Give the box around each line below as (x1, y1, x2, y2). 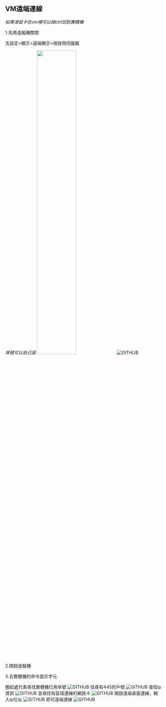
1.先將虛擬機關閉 (5, 29, 39, 35)
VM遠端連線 (5, 4, 43, 13)
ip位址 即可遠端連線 (9, 696, 73, 702)
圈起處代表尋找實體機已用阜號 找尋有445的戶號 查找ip (5, 684, 162, 690)
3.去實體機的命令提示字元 (5, 673, 57, 679)
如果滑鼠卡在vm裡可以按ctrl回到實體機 (5, 19, 84, 25)
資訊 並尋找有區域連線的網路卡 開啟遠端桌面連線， (5, 690, 154, 696)
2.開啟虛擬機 (5, 663, 31, 669)
